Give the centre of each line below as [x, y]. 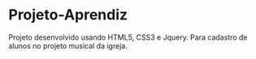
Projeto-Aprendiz [68, 15]
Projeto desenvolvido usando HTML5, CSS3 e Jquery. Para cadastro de [128, 37]
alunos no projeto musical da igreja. [68, 45]
